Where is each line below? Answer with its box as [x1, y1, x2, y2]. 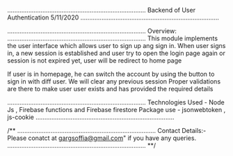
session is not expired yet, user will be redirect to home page [7, 56, 182, 65]
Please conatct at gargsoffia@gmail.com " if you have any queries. [7, 134, 197, 142]
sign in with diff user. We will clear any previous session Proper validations [7, 77, 221, 86]
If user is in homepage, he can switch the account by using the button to [7, 70, 215, 78]
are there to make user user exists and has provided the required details [7, 85, 214, 93]
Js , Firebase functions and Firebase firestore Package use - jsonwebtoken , [7, 106, 226, 114]
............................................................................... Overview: [7, 27, 177, 35]
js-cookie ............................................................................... [7, 113, 175, 121]
